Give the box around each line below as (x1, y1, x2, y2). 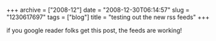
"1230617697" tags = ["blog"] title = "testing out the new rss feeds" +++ (6, 13, 210, 21)
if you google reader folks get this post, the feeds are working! (6, 27, 183, 34)
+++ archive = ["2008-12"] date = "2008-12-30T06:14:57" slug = (6, 6, 190, 14)
